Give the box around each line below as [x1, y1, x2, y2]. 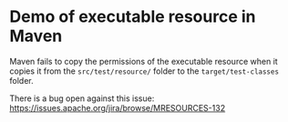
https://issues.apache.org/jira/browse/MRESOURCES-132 [9, 102, 226, 113]
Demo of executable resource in [9, 6, 256, 27]
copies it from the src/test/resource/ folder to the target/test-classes [9, 66, 280, 76]
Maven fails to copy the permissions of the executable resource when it [9, 56, 278, 66]
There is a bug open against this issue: [9, 93, 155, 104]
